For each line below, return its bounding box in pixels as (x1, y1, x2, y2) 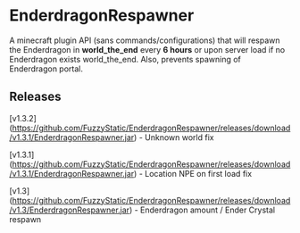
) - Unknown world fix (133, 131, 214, 143)
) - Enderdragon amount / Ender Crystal (129, 204, 275, 215)
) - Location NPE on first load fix (133, 168, 253, 179)
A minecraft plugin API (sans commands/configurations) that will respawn (9, 35, 280, 46)
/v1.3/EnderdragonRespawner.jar (9, 204, 130, 215)
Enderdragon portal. (9, 63, 83, 74)
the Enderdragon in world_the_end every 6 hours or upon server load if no (9, 44, 286, 54)
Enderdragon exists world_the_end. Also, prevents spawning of (9, 54, 241, 64)
